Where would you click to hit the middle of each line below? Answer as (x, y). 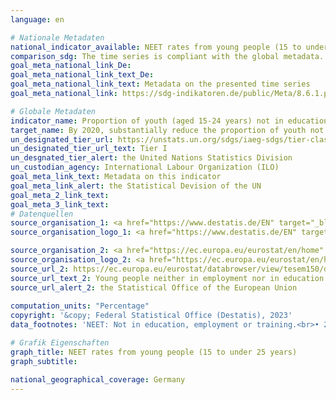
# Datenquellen (42, 214)
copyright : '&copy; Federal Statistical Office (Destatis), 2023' (151, 316)
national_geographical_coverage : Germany (98, 379)
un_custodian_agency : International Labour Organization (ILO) (145, 167)
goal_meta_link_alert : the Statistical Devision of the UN (136, 186)
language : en (37, 19)
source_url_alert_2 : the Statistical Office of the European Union (154, 287)
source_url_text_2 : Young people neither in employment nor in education (167, 278)
